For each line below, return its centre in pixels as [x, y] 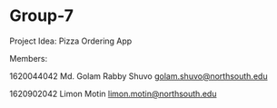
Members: [29, 58]
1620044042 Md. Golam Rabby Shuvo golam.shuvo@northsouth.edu [138, 76]
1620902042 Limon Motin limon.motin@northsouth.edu [113, 93]
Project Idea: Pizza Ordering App [71, 41]
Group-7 [42, 16]
